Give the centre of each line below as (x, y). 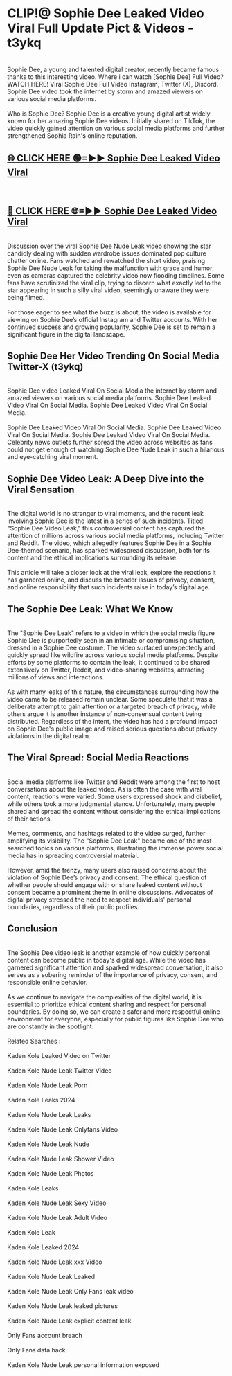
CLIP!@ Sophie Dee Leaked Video (106, 14)
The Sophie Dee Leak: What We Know (90, 609)
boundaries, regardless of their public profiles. (73, 906)
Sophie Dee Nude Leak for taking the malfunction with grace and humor (110, 268)
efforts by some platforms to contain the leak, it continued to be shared (109, 662)
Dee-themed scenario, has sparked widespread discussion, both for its (108, 551)
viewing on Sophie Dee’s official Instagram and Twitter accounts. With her (113, 319)
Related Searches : (34, 1041)
